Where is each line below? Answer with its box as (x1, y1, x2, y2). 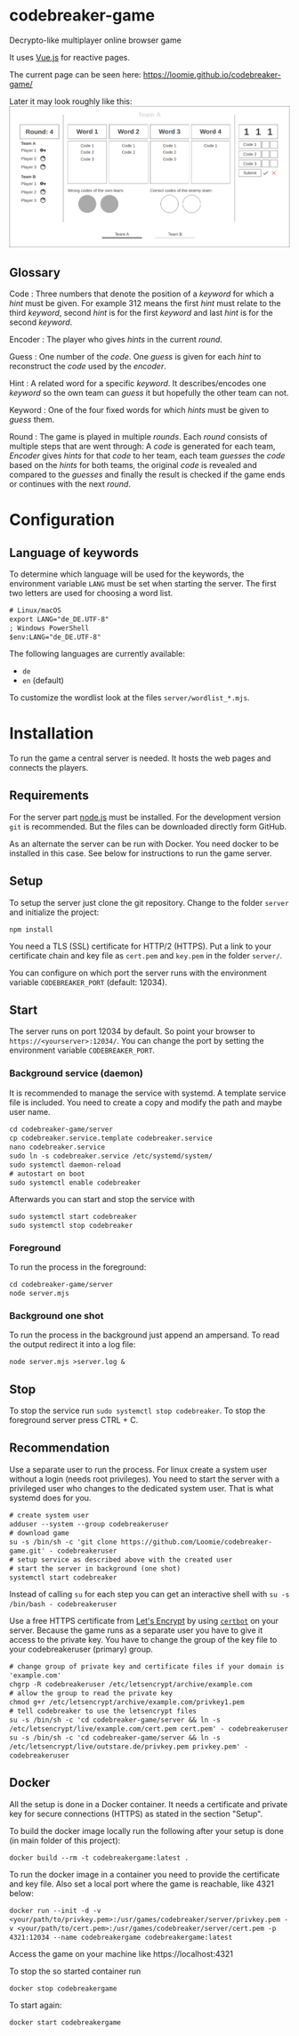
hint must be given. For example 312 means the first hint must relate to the (9, 297, 281, 308)
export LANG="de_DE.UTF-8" (9, 615, 109, 624)
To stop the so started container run (9, 1966, 141, 1976)
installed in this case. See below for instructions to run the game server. (9, 847, 272, 859)
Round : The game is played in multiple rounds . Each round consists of (9, 431, 269, 441)
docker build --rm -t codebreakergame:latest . (9, 1853, 190, 1862)
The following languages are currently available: (9, 648, 185, 658)
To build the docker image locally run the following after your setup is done (9, 1825, 285, 1836)
